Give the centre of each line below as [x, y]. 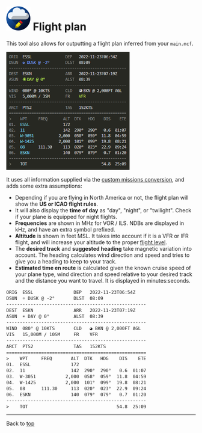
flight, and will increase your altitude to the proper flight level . [91, 242]
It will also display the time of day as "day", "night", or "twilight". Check [103, 210]
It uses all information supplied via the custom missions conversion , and [95, 179]
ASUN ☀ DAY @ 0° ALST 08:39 [55, 316]
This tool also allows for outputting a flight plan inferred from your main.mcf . [100, 43]
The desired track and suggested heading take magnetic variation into [103, 248]
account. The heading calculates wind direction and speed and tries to [102, 255]
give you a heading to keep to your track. [66, 261]
